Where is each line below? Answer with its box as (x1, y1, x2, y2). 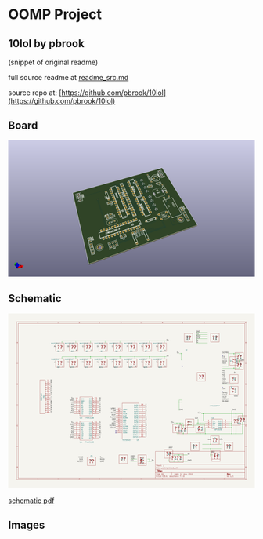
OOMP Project (8, 5, 103, 24)
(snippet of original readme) (8, 57, 99, 67)
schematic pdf (8, 496, 55, 505)
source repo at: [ (8, 88, 62, 97)
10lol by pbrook (8, 37, 85, 50)
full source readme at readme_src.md (8, 73, 129, 82)
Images (8, 519, 45, 532)
